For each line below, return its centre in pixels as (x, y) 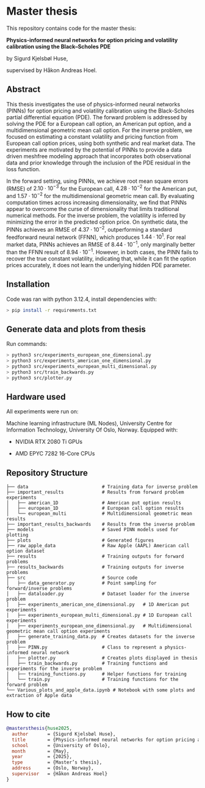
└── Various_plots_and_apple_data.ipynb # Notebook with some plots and (101, 690)
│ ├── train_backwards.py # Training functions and (87, 664)
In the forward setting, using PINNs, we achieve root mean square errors (97, 181)
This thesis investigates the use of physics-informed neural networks (93, 104)
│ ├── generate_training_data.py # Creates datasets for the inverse (101, 637)
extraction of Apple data (39, 696)
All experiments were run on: (42, 411)
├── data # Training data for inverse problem (102, 487)
